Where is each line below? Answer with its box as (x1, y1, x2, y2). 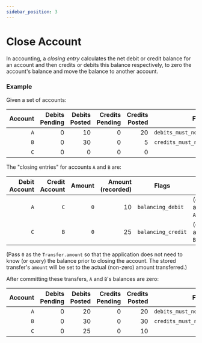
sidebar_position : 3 (6, 8, 58, 15)
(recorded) (100, 185, 132, 194)
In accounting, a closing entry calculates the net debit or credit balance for (6, 55, 191, 62)
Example (6, 83, 32, 91)
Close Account (6, 34, 82, 48)
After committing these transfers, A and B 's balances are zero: (6, 275, 159, 282)
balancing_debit (137, 203, 185, 210)
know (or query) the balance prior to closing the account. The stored (6, 257, 176, 264)
